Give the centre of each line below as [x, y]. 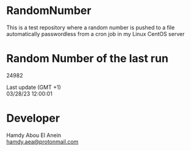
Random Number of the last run [88, 59]
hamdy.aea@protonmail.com [42, 141]
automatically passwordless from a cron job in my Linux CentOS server [95, 33]
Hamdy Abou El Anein [34, 135]
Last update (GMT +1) [34, 87]
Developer [33, 118]
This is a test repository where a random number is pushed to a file [91, 27]
